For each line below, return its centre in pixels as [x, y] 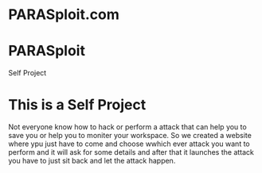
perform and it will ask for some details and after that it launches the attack [131, 152]
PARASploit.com [64, 15]
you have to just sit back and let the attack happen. [92, 161]
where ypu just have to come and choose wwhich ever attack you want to [129, 144]
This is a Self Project [77, 105]
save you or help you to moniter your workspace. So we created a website [130, 136]
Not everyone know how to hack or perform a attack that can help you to [127, 127]
